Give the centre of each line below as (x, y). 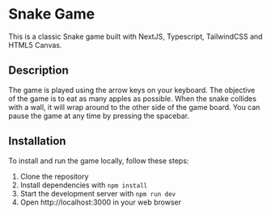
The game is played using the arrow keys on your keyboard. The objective (132, 90)
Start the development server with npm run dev (98, 193)
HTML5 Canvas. (35, 44)
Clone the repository (54, 176)
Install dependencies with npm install (84, 185)
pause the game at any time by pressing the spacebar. (99, 116)
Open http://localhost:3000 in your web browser (101, 202)
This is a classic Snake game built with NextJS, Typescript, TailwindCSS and (135, 36)
